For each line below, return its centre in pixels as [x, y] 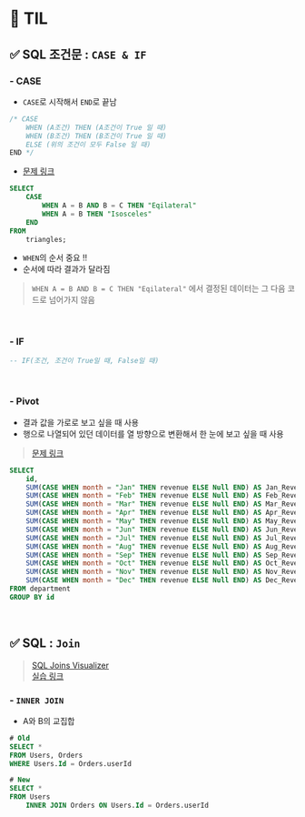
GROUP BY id [32, 597]
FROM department [40, 589]
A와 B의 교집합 [49, 721]
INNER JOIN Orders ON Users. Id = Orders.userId [117, 806]
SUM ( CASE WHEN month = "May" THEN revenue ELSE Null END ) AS [144, 521]
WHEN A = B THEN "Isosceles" [97, 214]
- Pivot [25, 401]
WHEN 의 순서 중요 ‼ [55, 257]
